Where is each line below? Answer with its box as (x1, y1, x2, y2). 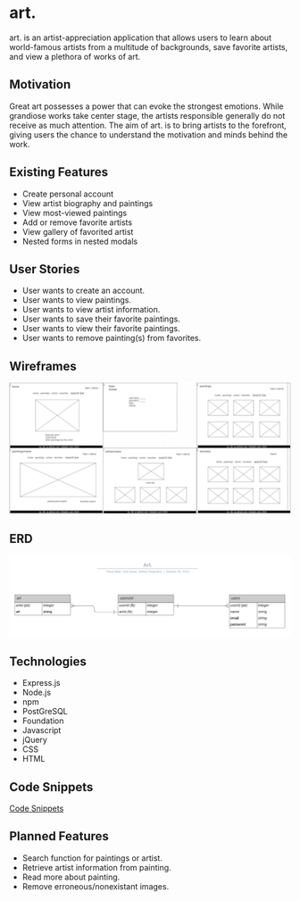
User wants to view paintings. (21, 295, 132, 305)
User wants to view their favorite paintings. (21, 323, 180, 334)
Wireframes (9, 358, 78, 373)
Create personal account (21, 188, 114, 199)
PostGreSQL (21, 706, 69, 717)
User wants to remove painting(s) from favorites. (21, 333, 202, 344)
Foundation (21, 715, 64, 726)
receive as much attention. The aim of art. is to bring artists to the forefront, (9, 120, 287, 130)
